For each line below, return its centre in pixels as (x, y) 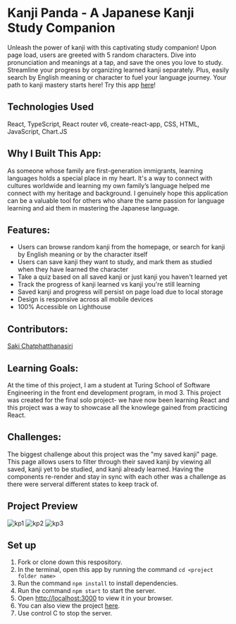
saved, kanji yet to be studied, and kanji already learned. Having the (106, 469)
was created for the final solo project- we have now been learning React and (118, 400)
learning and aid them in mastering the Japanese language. (93, 208)
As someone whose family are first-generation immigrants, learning (105, 170)
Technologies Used (50, 107)
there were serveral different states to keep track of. (83, 484)
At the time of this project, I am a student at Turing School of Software (109, 385)
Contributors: (38, 329)
